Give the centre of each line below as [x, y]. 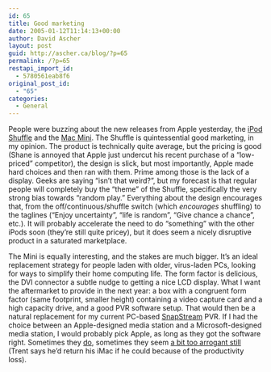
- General [32, 106]
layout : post [30, 46]
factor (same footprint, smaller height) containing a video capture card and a [135, 299]
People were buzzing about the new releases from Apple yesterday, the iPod [135, 129]
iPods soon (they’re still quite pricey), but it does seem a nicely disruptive [130, 232]
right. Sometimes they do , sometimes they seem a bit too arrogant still [125, 342]
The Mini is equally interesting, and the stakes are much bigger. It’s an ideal [133, 256]
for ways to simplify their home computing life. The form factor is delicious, [133, 274]
